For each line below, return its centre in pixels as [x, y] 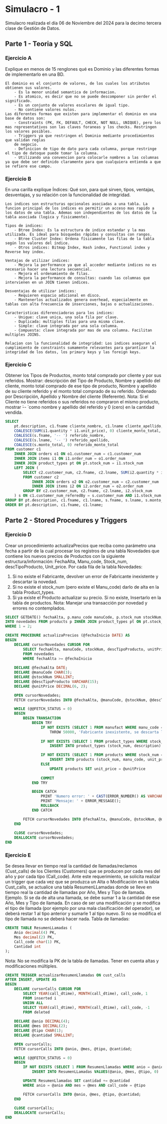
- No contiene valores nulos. [45, 110]
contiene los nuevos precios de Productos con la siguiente [65, 556]
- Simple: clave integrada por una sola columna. [67, 326]
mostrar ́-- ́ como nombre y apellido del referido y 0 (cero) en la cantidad [80, 407]
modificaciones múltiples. [32, 966]
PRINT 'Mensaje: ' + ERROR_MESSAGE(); [81, 801]
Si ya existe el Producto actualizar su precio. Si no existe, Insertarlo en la [87, 597]
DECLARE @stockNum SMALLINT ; [44, 677]
